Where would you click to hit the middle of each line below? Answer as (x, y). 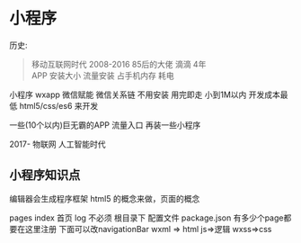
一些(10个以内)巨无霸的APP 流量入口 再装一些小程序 (105, 125)
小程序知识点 (45, 175)
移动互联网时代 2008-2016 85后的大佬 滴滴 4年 (119, 64)
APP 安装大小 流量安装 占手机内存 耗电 (103, 75)
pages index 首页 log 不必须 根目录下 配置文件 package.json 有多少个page (146, 218)
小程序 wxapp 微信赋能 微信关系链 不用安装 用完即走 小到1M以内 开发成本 (145, 94)
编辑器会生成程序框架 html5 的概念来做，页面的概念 (105, 198)
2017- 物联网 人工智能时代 (58, 144)
